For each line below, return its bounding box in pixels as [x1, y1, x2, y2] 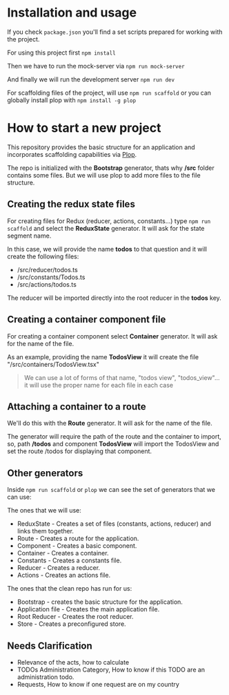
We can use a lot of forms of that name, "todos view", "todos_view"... [23, 373, 220, 381]
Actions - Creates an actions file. [17, 571, 111, 580]
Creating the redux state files [7, 198, 136, 210]
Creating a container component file [7, 314, 166, 325]
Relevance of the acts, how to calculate [17, 658, 130, 666]
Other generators [7, 467, 83, 479]
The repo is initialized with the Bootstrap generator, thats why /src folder [7, 164, 215, 172]
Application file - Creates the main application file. [17, 605, 160, 613]
